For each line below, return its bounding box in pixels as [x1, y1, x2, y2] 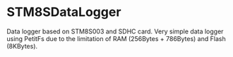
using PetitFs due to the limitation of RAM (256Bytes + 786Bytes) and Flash [6, 34, 227, 42]
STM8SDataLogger [6, 4, 121, 20]
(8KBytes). [6, 42, 38, 50]
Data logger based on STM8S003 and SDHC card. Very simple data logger [6, 27, 224, 35]
